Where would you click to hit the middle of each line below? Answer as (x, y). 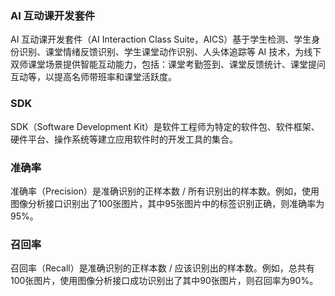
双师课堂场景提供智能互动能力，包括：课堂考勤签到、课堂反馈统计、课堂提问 (168, 64)
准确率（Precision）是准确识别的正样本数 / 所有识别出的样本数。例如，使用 (165, 191)
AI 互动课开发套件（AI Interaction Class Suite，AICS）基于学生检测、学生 (161, 39)
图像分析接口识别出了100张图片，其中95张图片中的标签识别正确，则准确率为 (167, 203)
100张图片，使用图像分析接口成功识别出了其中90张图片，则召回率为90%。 (164, 281)
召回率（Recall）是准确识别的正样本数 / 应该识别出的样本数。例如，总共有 (162, 268)
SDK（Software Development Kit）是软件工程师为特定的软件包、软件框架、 (165, 126)
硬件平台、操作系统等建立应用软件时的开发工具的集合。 (124, 139)
